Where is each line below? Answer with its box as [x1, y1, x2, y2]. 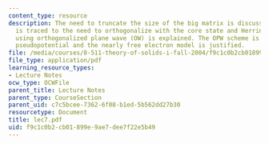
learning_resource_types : [8, 64, 94, 72]
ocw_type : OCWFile [8, 78, 70, 86]
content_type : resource [8, 11, 88, 20]
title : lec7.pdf [8, 116, 62, 124]
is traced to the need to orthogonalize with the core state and [15, 26, 239, 34]
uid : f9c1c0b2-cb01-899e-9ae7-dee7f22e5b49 [8, 123, 156, 131]
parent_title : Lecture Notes [8, 86, 106, 94]
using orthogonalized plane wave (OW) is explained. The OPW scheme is [15, 34, 260, 42]
